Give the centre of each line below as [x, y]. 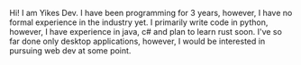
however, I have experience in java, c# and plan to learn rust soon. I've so [146, 32]
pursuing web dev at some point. [70, 51]
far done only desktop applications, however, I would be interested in [137, 41]
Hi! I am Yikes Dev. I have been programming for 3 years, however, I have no [151, 13]
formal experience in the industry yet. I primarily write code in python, [139, 22]
